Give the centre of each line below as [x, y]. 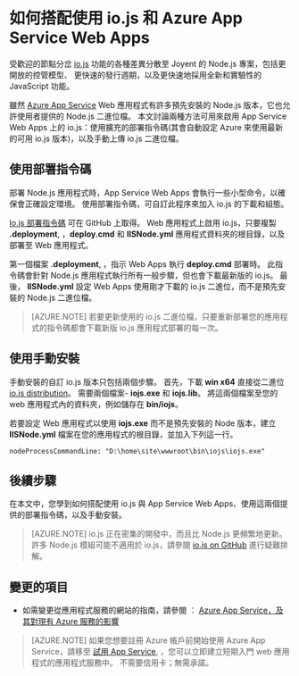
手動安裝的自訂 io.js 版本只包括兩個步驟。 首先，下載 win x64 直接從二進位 [147, 381]
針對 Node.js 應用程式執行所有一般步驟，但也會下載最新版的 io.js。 [155, 275]
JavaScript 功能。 [42, 86]
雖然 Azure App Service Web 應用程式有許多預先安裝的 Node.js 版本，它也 [146, 104]
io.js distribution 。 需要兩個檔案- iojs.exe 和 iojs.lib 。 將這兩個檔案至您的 [144, 393]
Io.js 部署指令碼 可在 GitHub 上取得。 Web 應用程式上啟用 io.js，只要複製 [143, 222]
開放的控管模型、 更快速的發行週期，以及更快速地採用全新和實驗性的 [135, 75]
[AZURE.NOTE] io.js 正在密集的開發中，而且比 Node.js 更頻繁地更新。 [159, 534]
